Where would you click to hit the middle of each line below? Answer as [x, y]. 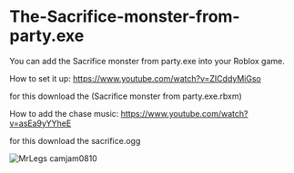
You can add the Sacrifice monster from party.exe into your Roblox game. [147, 61]
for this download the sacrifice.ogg [75, 140]
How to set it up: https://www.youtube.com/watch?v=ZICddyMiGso [135, 78]
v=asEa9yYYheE [41, 123]
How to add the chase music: [64, 113]
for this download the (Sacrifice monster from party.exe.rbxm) [126, 96]
